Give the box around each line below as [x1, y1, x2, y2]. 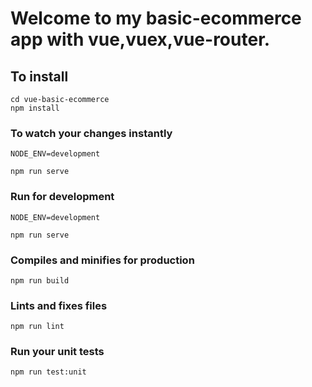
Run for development [10, 190, 115, 204]
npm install [10, 103, 60, 113]
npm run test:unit [10, 367, 87, 377]
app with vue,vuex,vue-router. [10, 28, 271, 51]
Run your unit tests [10, 345, 105, 359]
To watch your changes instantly [10, 126, 173, 140]
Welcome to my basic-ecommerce [10, 7, 302, 30]
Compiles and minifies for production [10, 253, 195, 267]
